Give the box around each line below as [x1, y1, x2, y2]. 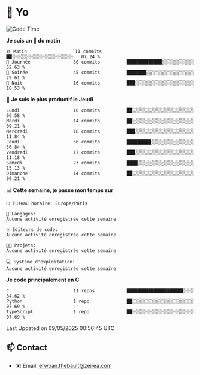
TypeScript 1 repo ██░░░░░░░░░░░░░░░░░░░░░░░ [6, 308, 195, 314]
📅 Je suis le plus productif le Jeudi [6, 95, 94, 103]
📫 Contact [6, 343, 48, 353]
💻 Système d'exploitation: [6, 259, 76, 265]
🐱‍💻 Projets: [6, 242, 36, 248]
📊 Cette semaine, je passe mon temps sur [6, 186, 114, 194]
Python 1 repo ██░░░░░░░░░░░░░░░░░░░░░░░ [6, 298, 195, 304]
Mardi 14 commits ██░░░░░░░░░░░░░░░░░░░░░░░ [6, 118, 195, 124]
